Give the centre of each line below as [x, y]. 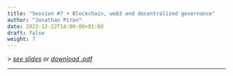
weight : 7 [21, 39]
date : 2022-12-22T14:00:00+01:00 [55, 26]
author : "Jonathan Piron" [44, 20]
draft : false [26, 33]
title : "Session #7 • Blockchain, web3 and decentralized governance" [111, 13]
